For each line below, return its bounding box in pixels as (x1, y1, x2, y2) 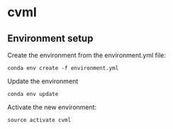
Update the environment (7, 77, 79, 85)
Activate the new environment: (7, 103, 97, 111)
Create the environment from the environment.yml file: (7, 51, 167, 59)
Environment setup (7, 32, 94, 44)
